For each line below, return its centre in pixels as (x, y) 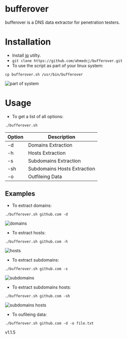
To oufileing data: (29, 314)
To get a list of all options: (38, 116)
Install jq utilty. (26, 55)
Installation (28, 42)
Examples (20, 194)
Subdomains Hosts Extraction (62, 169)
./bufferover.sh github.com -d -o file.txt (49, 323)
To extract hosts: (29, 232)
